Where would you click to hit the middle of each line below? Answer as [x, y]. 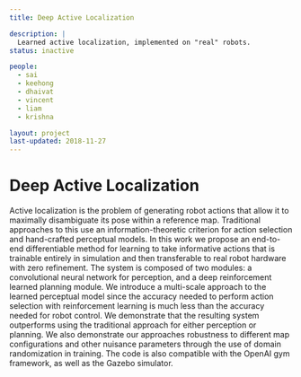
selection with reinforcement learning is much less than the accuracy [137, 306]
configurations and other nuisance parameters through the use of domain [145, 344]
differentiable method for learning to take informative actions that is [150, 249]
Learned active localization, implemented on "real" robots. [134, 42]
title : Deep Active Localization [72, 18]
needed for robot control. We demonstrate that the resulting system [134, 316]
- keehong [35, 83]
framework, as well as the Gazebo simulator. [91, 364]
